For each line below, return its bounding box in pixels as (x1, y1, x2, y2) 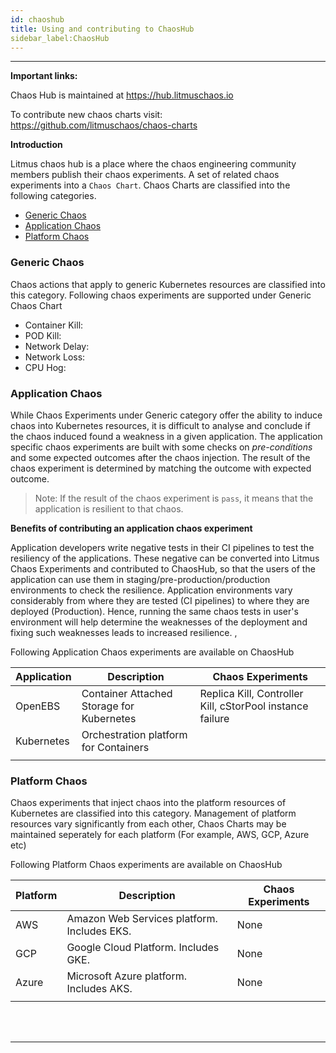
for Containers (81, 740, 150, 754)
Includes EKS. (66, 924, 132, 938)
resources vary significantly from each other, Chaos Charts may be (10, 818, 287, 830)
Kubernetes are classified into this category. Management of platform (10, 807, 297, 820)
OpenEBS (15, 699, 61, 713)
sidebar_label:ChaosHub (10, 33, 110, 43)
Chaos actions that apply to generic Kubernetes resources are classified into (10, 278, 326, 290)
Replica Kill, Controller (199, 686, 304, 700)
